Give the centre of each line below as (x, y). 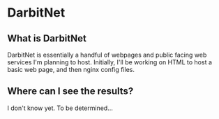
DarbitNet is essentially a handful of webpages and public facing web (107, 55)
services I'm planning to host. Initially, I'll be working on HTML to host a (110, 62)
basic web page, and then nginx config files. (71, 70)
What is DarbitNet (47, 38)
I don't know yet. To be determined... (60, 108)
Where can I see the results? (70, 91)
